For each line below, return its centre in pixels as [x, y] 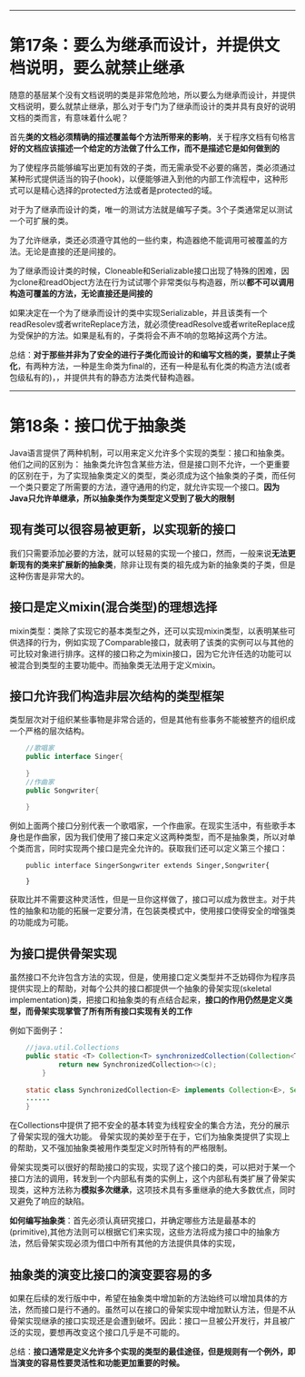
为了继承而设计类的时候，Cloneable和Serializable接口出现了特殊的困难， [145, 270]
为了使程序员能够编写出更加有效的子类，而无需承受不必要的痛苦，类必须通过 [152, 167]
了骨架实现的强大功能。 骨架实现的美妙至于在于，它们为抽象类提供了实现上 [150, 1136]
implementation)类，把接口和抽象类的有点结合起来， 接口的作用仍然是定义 [147, 1000]
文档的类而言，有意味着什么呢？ [69, 117]
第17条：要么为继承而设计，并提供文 [145, 45]
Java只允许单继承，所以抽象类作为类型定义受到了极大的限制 [122, 498]
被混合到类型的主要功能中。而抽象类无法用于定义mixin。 [115, 664]
